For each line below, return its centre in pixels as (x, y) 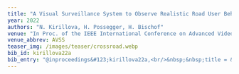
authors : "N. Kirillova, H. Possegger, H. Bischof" (85, 27)
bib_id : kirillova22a (39, 54)
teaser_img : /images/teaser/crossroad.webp (73, 47)
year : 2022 (23, 20)
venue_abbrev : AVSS (36, 40)
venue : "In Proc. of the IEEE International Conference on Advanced (111, 33)
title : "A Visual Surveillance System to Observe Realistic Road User (114, 14)
